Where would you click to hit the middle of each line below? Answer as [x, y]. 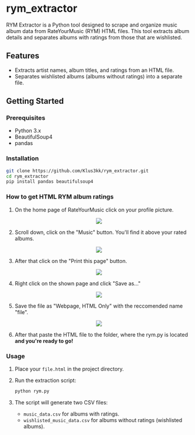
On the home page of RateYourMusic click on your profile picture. [94, 210]
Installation [23, 159]
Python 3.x [28, 131]
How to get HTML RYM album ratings [60, 197]
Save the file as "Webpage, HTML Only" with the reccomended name [99, 306]
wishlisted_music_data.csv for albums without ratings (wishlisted [103, 420]
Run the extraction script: [45, 380]
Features [23, 56]
